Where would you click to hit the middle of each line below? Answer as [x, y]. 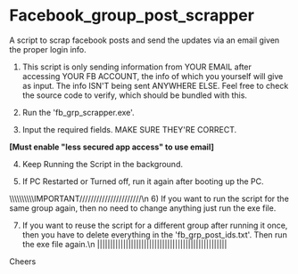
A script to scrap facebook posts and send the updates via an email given [145, 40]
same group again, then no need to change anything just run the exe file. [143, 208]
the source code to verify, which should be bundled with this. [135, 95]
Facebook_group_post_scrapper [132, 16]
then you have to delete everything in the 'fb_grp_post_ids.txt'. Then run [154, 234]
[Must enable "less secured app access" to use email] [112, 147]
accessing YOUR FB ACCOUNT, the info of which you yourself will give [153, 76]
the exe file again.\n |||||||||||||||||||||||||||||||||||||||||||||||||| [124, 244]
